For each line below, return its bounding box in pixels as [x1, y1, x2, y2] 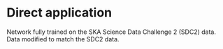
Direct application [6, 5, 113, 21]
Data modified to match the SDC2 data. [6, 35, 120, 43]
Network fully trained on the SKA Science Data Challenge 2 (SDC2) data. [6, 28, 216, 36]
